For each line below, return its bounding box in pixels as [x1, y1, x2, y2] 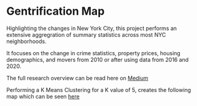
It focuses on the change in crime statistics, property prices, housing [6, 49, 181, 56]
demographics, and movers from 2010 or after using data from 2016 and [6, 56, 189, 63]
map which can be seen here [6, 93, 80, 100]
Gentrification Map [6, 4, 105, 18]
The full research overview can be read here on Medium [6, 74, 149, 81]
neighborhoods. [6, 37, 47, 45]
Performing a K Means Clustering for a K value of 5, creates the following [6, 86, 191, 93]
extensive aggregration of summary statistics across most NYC [6, 31, 166, 38]
